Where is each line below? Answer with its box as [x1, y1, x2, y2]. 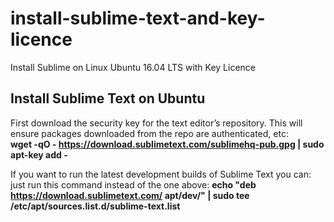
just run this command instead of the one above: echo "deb [10, 178, 257, 191]
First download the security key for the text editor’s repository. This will [10, 117, 303, 129]
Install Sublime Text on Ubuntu [10, 90, 206, 107]
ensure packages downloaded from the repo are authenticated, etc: [10, 127, 289, 139]
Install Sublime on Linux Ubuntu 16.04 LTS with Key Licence [10, 61, 257, 73]
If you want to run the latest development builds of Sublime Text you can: [10, 168, 312, 180]
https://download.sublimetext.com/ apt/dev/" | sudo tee [10, 189, 250, 201]
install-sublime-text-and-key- [10, 7, 266, 30]
